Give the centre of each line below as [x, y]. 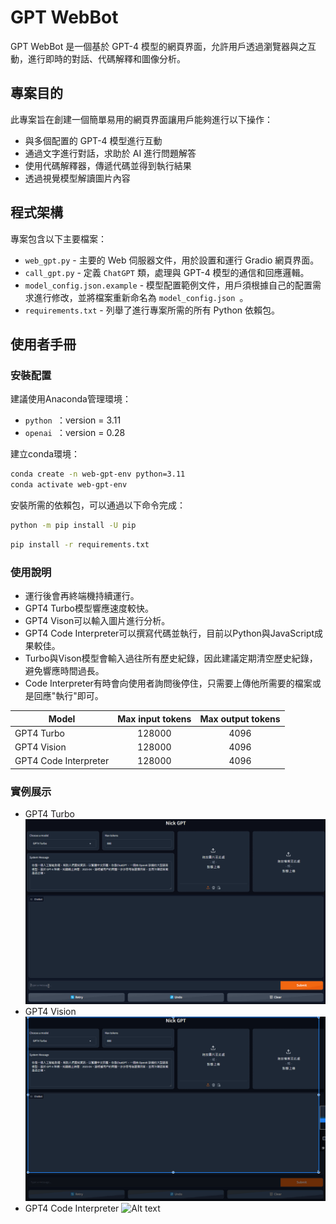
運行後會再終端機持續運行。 [82, 596]
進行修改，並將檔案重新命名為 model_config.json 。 [141, 297]
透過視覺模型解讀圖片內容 [77, 178]
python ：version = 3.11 [73, 420]
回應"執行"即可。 [68, 696]
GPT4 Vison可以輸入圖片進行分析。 [97, 621]
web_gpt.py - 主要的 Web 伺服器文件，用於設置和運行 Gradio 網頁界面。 [172, 260]
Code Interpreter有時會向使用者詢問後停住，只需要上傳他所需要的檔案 [168, 683]
